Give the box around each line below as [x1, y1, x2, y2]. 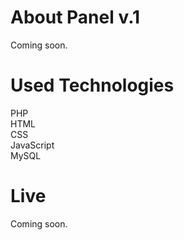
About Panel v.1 [10, 6, 141, 29]
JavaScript [10, 139, 55, 151]
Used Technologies [10, 74, 175, 97]
